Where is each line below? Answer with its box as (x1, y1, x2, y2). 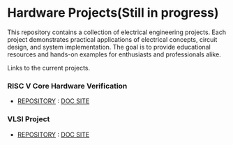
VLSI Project (7, 114, 50, 124)
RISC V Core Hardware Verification (7, 81, 128, 91)
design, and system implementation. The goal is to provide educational (7, 43, 211, 51)
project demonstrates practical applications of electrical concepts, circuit (7, 35, 218, 43)
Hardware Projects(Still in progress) (7, 5, 219, 21)
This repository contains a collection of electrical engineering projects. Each (7, 28, 227, 36)
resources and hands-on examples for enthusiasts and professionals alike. (7, 50, 221, 59)
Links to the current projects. (7, 63, 91, 72)
